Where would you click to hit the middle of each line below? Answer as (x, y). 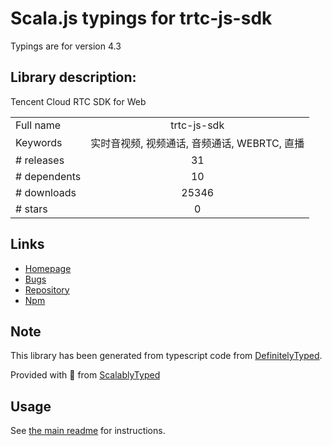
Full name (38, 125)
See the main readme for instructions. (88, 431)
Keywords (39, 142)
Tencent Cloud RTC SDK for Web (78, 101)
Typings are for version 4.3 (66, 46)
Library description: (73, 77)
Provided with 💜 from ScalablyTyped (85, 375)
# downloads (46, 192)
